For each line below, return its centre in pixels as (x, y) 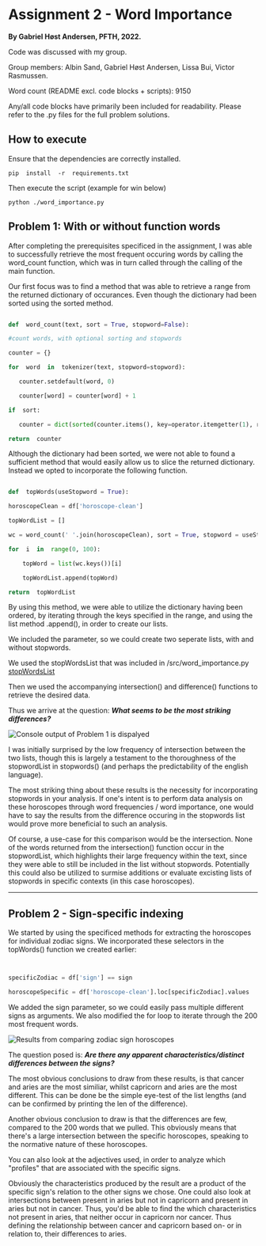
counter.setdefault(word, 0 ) (66, 382)
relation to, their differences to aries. (67, 1234)
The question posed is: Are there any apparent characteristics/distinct (126, 1055)
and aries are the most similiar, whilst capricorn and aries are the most (123, 1087)
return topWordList (42, 592)
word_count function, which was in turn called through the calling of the (125, 262)
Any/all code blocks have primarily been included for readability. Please (125, 106)
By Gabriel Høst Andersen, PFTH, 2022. (75, 36)
